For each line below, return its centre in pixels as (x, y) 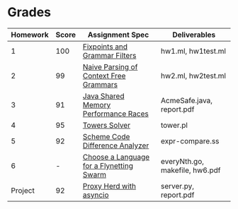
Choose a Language (116, 157)
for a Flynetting (108, 165)
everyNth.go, (182, 161)
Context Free (104, 76)
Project (23, 190)
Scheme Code (106, 136)
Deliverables (194, 35)
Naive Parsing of (110, 66)
